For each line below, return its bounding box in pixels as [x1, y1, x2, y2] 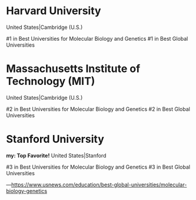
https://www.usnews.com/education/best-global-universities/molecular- [11, 181, 187, 188]
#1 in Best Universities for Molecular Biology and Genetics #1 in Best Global [6, 35, 188, 42]
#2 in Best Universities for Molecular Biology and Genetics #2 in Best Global [6, 105, 190, 113]
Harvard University [6, 4, 101, 18]
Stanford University [6, 133, 104, 146]
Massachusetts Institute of [6, 62, 141, 76]
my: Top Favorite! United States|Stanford [6, 152, 107, 159]
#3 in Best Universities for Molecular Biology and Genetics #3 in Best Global [6, 163, 190, 171]
